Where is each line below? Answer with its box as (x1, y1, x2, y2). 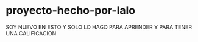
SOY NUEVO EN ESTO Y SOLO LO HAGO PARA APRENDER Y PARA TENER (5, 23, 193, 31)
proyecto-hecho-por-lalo (5, 4, 135, 17)
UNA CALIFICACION (5, 29, 57, 37)
